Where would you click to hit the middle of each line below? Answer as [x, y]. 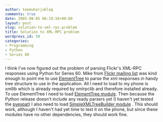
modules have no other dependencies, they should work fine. [66, 115]
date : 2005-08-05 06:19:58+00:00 [39, 18]
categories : [17, 41]
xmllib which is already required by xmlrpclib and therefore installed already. [81, 89]
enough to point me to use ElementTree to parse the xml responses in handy [81, 78]
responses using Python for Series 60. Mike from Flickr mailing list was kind [81, 74]
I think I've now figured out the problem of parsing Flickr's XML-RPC [73, 68]
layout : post [18, 23]
